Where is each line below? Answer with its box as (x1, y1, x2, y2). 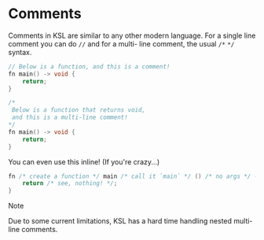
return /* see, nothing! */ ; (22, 179, 118, 187)
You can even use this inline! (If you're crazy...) (8, 157, 160, 166)
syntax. (8, 47, 32, 57)
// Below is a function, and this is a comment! (8, 62, 170, 71)
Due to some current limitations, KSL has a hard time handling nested (8, 216, 233, 226)
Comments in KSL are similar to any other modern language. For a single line (8, 31, 256, 40)
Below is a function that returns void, (11, 106, 146, 114)
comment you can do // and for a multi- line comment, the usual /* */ (8, 39, 235, 48)
